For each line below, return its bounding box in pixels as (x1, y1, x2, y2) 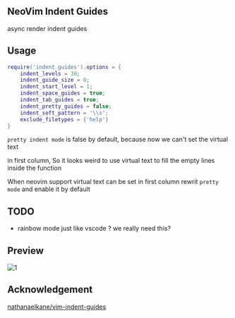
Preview (7, 245, 44, 257)
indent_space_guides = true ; (20, 90, 106, 97)
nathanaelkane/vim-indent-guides (7, 302, 107, 311)
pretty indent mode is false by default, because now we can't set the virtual (7, 135, 228, 144)
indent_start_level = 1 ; (20, 83, 93, 90)
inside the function (7, 164, 62, 172)
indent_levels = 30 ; (20, 70, 80, 77)
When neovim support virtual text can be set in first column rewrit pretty (7, 178, 219, 186)
